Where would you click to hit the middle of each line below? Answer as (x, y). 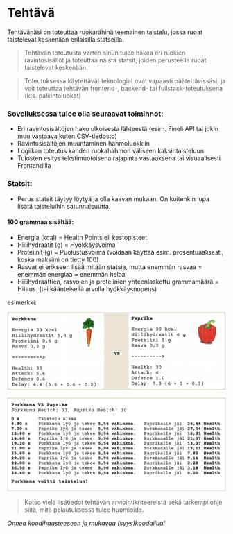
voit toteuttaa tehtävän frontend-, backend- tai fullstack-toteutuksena (123, 88)
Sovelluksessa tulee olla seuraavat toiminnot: (85, 114)
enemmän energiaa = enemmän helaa (71, 274)
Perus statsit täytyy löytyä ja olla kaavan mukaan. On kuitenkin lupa (113, 198)
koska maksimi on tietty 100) (58, 259)
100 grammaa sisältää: (41, 222)
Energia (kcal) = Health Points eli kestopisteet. (83, 237)
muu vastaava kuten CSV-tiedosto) (67, 136)
